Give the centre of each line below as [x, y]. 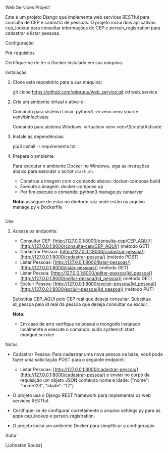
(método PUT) [139, 289]
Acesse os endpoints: [35, 231]
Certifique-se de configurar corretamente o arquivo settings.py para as [86, 411]
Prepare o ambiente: [34, 156]
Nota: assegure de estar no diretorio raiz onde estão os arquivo [79, 201]
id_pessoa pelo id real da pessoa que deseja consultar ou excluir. [80, 304]
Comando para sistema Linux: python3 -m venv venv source [75, 111]
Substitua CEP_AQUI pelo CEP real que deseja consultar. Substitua [82, 299]
